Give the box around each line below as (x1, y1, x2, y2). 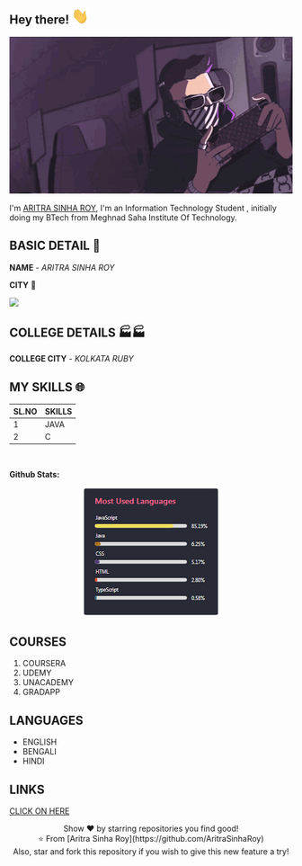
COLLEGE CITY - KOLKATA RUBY (9, 353, 135, 364)
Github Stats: (9, 469, 60, 479)
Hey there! (9, 13, 70, 28)
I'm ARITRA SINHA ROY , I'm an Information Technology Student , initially (9, 202, 277, 213)
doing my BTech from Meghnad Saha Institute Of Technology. (9, 211, 238, 223)
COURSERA (22, 658, 67, 669)
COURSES (9, 634, 67, 650)
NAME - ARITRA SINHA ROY (9, 262, 115, 272)
